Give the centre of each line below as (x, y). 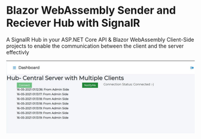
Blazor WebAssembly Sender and (91, 10)
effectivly (18, 52)
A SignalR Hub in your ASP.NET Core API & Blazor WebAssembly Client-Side (100, 39)
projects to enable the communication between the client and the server (95, 46)
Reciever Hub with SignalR (73, 23)
